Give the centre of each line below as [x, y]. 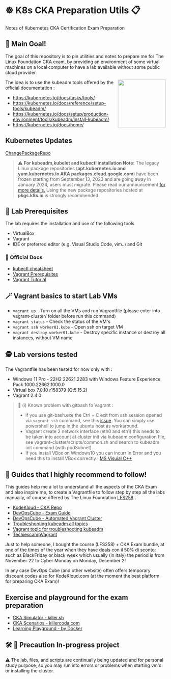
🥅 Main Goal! [26, 44]
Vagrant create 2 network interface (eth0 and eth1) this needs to [93, 431]
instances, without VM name [42, 338]
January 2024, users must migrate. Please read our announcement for [92, 184]
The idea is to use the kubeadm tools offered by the [59, 82]
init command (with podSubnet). [59, 448]
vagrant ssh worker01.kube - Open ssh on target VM [68, 327]
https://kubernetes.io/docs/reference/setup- [59, 103]
